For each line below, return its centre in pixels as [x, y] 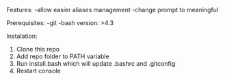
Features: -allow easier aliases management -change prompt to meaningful [112, 10]
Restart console [38, 71]
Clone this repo [38, 49]
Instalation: [22, 36]
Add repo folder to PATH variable [63, 56]
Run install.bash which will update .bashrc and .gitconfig [96, 63]
